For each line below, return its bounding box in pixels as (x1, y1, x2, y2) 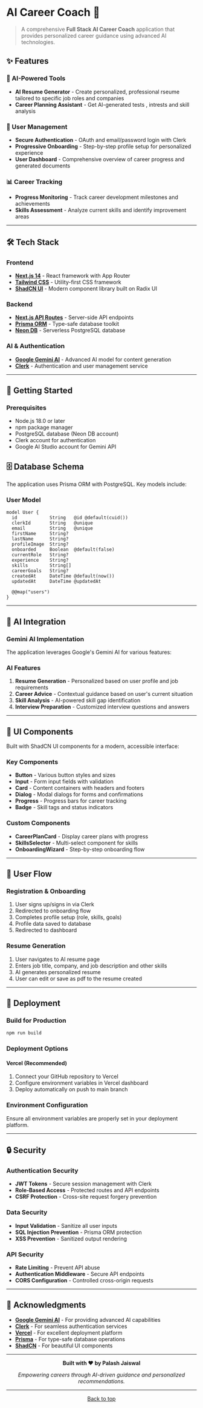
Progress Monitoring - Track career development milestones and (14, 194, 178, 201)
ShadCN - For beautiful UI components (14, 1342, 113, 1349)
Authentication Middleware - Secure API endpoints (14, 1270, 145, 1278)
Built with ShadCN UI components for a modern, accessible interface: (6, 743, 179, 750)
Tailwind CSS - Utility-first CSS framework (14, 278, 122, 286)
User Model (6, 496, 41, 504)
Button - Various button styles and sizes (14, 772, 116, 779)
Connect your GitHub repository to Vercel (14, 1073, 119, 1080)
